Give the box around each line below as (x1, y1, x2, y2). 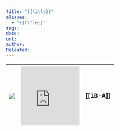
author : (6, 42, 25, 48)
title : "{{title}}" (6, 8, 54, 15)
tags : (6, 25, 19, 31)
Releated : (6, 47, 31, 53)
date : (6, 31, 19, 37)
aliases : (6, 14, 28, 20)
